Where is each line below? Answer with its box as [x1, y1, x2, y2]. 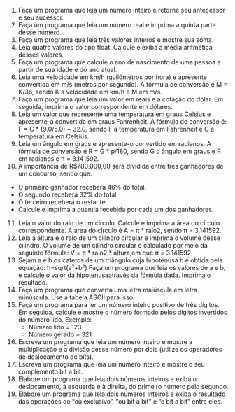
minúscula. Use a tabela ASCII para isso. [17, 293, 135, 301]
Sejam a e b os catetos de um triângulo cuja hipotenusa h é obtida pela [17, 256, 223, 264]
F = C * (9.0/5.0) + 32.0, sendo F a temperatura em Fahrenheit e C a [17, 125, 215, 133]
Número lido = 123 [28, 323, 82, 331]
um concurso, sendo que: [17, 169, 93, 178]
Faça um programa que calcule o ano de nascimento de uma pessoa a [17, 58, 221, 66]
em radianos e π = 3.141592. [17, 155, 99, 163]
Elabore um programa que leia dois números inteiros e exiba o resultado [17, 390, 226, 398]
